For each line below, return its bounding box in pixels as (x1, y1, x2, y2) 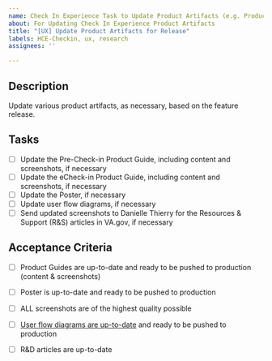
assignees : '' (8, 42, 57, 50)
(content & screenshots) (19, 271, 101, 281)
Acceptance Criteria (8, 241, 113, 255)
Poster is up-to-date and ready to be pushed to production (19, 287, 216, 297)
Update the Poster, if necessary (19, 190, 126, 200)
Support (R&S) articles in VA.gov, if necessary (19, 217, 173, 227)
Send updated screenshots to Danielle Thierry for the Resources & (19, 208, 241, 217)
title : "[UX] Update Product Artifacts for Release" (8, 27, 190, 35)
